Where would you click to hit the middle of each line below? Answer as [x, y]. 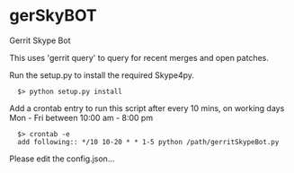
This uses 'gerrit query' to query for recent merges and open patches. [139, 57]
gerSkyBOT [53, 16]
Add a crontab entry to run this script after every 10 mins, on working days [147, 108]
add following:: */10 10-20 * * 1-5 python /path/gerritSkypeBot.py [148, 142]
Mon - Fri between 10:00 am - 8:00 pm [81, 117]
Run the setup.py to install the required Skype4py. [102, 75]
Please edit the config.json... [62, 159]
